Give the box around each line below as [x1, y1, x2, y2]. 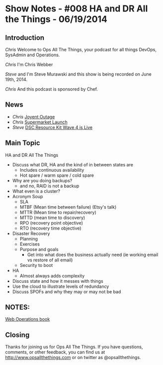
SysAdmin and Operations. [5, 52, 60, 58]
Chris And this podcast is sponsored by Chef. [5, 86, 98, 92]
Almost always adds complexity [19, 272, 85, 279]
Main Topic [5, 139, 41, 147]
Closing [5, 331, 30, 339]
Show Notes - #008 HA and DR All [5, 3, 148, 14]
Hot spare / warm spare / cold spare [19, 172, 94, 178]
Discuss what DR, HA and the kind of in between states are [12, 161, 133, 167]
